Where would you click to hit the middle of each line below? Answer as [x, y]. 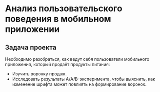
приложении [32, 29]
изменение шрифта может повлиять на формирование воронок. [79, 84]
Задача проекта [31, 47]
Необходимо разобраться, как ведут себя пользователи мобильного [77, 59]
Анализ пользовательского [64, 9]
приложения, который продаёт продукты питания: [58, 64]
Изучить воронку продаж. [39, 74]
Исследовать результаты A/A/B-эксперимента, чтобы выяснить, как [83, 79]
